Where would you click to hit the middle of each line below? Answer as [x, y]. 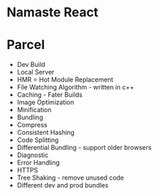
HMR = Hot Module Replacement [65, 80]
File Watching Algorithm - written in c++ [75, 87]
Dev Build [31, 65]
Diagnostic [33, 155]
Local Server [35, 72]
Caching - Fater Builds [50, 95]
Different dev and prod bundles [62, 185]
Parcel [26, 45]
